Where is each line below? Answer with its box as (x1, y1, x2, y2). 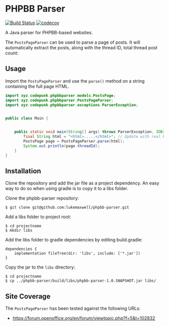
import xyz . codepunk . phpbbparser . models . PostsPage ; (5, 93, 116, 98)
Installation (5, 167, 41, 175)
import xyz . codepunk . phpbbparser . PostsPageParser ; (5, 98, 114, 103)
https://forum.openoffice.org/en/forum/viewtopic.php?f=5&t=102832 (12, 315, 155, 321)
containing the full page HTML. (5, 83, 69, 89)
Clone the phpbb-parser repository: (5, 195, 79, 202)
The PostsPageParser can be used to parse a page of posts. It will (5, 39, 140, 45)
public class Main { (5, 116, 49, 121)
